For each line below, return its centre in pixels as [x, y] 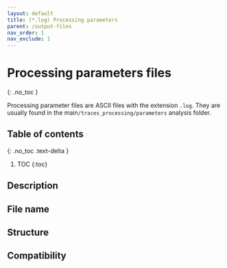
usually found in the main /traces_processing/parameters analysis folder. [109, 113]
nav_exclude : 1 [29, 39]
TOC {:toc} [32, 164]
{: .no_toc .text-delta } [38, 150]
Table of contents [45, 134]
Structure [28, 233]
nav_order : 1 [26, 33]
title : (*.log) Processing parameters [62, 20]
